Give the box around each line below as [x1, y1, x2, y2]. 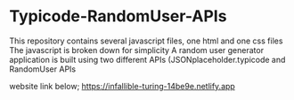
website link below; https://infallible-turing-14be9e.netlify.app [9, 81, 236, 91]
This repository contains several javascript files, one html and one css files [9, 35, 283, 46]
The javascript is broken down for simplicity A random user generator [9, 44, 265, 55]
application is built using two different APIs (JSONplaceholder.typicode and [9, 54, 286, 65]
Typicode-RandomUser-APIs [9, 6, 227, 27]
